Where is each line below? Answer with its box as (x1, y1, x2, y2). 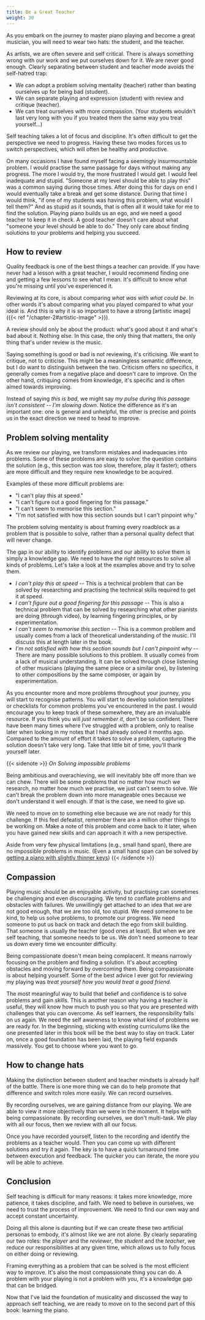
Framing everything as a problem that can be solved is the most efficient (6, 1262, 189, 1269)
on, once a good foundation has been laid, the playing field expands (6, 1036, 178, 1043)
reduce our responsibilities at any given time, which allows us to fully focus (6, 1243, 196, 1251)
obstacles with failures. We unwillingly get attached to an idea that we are (6, 901, 192, 908)
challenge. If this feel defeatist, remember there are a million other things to (6, 816, 196, 823)
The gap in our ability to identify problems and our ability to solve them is (6, 548, 191, 555)
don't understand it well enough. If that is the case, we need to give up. (6, 798, 186, 805)
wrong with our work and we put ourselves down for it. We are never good (6, 56, 194, 64)
